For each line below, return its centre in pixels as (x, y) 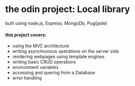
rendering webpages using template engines (58, 57)
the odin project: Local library (68, 9)
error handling (27, 78)
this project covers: (26, 35)
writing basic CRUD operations (44, 62)
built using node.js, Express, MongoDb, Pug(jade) (56, 23)
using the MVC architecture (40, 46)
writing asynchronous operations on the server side (65, 51)
